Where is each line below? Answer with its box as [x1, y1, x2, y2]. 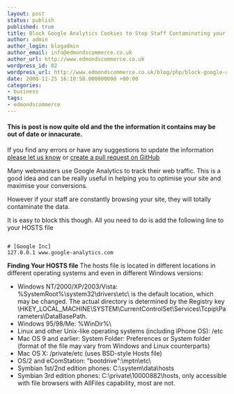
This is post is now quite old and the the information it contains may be [7, 123, 216, 131]
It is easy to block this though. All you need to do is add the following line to [7, 216, 224, 224]
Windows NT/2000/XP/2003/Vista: [17, 282, 118, 291]
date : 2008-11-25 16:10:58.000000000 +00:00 [7, 75, 139, 82]
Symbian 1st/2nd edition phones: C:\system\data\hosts [17, 364, 175, 372]
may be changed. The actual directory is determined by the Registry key [17, 298, 225, 306]
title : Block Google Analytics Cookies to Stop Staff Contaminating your [7, 29, 226, 37]
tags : [7, 95, 23, 102]
